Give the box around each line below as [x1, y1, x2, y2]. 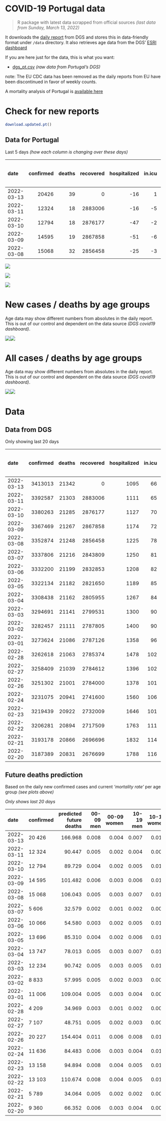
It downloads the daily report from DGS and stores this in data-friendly [5, 34, 149, 40]
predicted [58, 810, 82, 817]
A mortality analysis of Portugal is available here [5, 88, 103, 94]
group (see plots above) [5, 789, 54, 795]
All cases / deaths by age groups [5, 352, 142, 364]
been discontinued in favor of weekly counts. [5, 79, 97, 85]
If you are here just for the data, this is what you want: [5, 54, 115, 60]
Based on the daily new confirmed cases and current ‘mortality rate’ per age [5, 784, 161, 790]
